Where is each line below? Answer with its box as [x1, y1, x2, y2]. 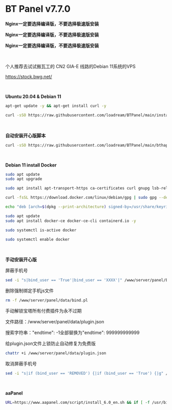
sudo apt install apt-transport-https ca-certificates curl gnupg [5, 186, 150, 191]
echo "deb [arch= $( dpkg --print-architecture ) [5, 204, 106, 210]
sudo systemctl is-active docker [5, 228, 77, 233]
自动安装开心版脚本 [5, 132, 46, 138]
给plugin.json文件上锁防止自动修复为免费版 [5, 340, 96, 346]
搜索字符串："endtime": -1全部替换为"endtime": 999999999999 [5, 330, 140, 336]
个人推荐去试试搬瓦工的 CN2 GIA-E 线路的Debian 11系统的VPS [5, 63, 136, 69]
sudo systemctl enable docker [5, 237, 70, 242]
